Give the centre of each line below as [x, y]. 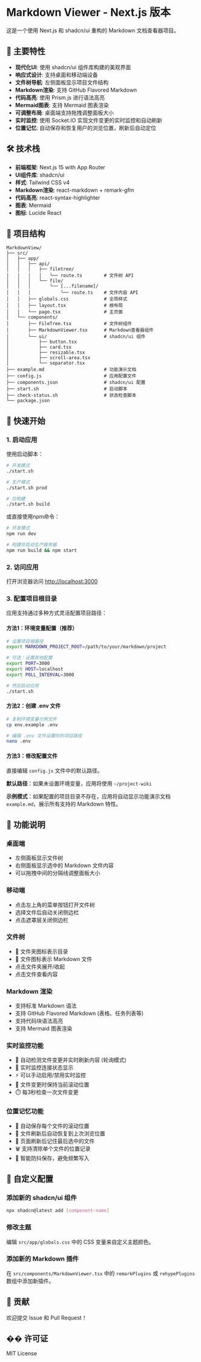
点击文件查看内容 [36, 974]
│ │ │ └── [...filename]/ [52, 286]
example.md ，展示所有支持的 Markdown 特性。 [64, 804]
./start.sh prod [27, 488]
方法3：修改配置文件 [32, 755]
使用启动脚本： [25, 454]
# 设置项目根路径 [25, 641]
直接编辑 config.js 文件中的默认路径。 [54, 770]
